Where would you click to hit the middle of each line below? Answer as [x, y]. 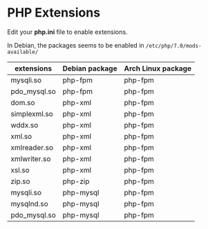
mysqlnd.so [29, 203]
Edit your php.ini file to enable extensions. [67, 32]
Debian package [90, 68]
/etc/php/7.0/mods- [173, 46]
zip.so [20, 181]
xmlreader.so [32, 147]
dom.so [23, 102]
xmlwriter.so [31, 158]
